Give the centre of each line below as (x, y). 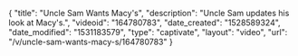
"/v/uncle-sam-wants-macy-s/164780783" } (91, 42)
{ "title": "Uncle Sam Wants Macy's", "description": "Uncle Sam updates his (149, 13)
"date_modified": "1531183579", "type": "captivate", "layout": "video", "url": (148, 32)
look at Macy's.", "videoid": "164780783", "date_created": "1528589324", (145, 23)
